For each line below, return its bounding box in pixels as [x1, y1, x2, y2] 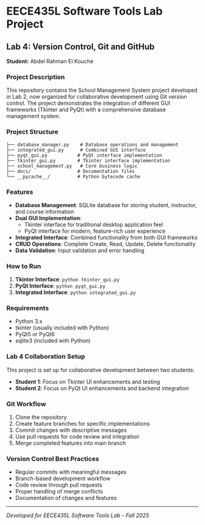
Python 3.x [15, 318, 43, 325]
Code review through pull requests [15, 481, 103, 488]
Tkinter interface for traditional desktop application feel [24, 220, 164, 228]
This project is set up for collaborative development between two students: [6, 366, 195, 373]
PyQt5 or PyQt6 [15, 331, 55, 338]
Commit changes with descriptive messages [15, 426, 127, 434]
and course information [15, 208, 74, 215]
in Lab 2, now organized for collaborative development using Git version [6, 93, 187, 100]
